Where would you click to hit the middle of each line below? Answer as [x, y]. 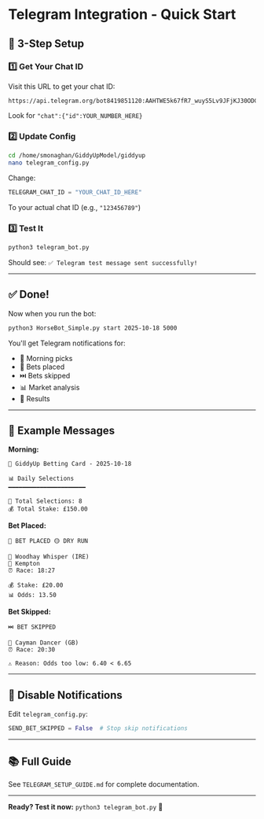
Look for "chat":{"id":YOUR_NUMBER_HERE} [75, 115]
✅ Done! [29, 295]
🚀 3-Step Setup [46, 44]
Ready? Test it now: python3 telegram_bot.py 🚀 [86, 806]
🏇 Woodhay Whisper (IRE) [49, 557]
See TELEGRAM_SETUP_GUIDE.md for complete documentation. [104, 784]
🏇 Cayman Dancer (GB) [44, 643]
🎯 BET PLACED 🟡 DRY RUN [48, 541]
